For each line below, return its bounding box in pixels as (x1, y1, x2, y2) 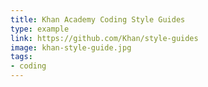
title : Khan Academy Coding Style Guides (10, 14, 186, 25)
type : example (10, 24, 70, 34)
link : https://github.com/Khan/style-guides (10, 33, 199, 43)
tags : (10, 52, 33, 62)
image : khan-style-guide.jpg (10, 42, 132, 53)
